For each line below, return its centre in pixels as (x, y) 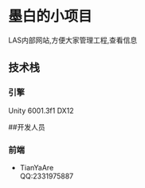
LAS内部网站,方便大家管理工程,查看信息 (73, 40)
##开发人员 (27, 127)
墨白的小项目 (51, 16)
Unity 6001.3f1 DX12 (41, 110)
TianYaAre (37, 167)
